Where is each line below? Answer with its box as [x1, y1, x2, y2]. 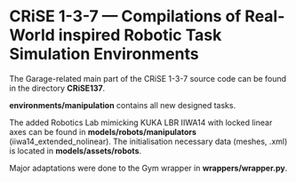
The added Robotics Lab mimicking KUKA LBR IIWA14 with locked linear [9, 117, 273, 128]
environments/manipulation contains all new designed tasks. [9, 99, 236, 110]
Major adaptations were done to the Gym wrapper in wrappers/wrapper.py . [9, 162, 288, 173]
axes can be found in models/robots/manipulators [9, 126, 197, 137]
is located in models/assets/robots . [9, 145, 142, 156]
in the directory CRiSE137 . [9, 83, 106, 93]
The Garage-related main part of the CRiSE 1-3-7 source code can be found [9, 73, 287, 83]
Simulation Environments [9, 44, 199, 64]
